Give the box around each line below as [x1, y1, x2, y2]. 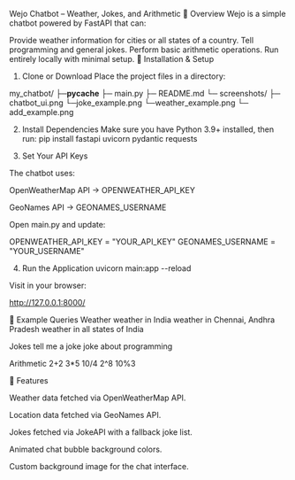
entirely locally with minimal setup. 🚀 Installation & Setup [9, 54, 215, 64]
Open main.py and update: [9, 220, 106, 229]
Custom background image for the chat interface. [9, 461, 189, 471]
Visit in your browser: [9, 280, 87, 290]
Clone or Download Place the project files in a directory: [21, 71, 226, 81]
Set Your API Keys [21, 151, 88, 161]
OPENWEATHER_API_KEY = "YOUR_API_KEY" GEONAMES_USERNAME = [9, 236, 276, 247]
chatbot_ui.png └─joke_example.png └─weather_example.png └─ [9, 97, 249, 108]
